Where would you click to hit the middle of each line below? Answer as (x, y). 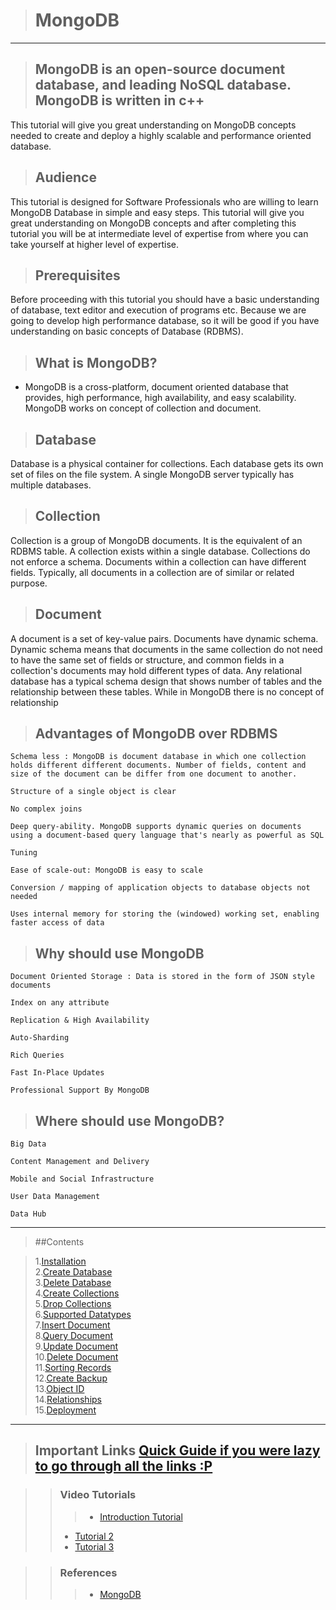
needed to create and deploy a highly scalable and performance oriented (161, 135)
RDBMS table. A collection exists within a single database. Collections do (160, 551)
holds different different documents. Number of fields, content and (158, 765)
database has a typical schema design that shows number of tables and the (166, 681)
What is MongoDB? (96, 362)
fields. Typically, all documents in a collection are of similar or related (152, 572)
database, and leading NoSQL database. (163, 85)
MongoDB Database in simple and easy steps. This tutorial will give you (157, 212)
